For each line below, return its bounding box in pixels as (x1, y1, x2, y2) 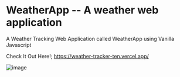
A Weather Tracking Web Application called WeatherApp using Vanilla (6, 35, 175, 42)
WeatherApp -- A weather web (6, 3, 159, 17)
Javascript (6, 41, 32, 48)
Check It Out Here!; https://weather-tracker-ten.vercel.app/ (6, 52, 150, 60)
